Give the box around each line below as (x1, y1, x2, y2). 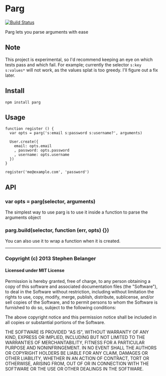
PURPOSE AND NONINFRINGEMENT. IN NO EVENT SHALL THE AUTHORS (5, 345, 157, 351)
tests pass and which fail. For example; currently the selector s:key (5, 61, 142, 67)
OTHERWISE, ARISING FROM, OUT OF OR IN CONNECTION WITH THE (5, 361, 149, 367)
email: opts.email (14, 144, 52, 149)
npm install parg (5, 100, 41, 105)
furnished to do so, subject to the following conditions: (5, 305, 116, 311)
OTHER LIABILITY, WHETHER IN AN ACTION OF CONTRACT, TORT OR (5, 355, 149, 362)
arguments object (5, 215, 41, 220)
